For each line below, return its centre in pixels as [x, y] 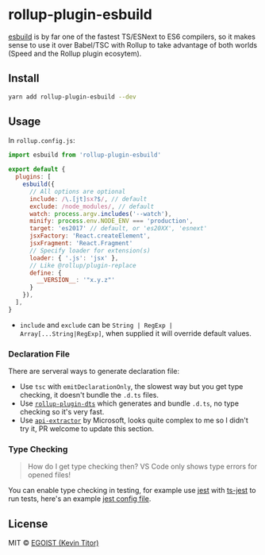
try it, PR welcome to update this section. [87, 429]
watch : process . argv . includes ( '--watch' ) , [100, 214]
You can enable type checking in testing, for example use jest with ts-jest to [132, 491]
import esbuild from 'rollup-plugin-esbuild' [84, 155]
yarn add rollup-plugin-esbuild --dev [72, 97]
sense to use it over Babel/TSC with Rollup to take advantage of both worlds [133, 44]
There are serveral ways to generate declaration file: [94, 372]
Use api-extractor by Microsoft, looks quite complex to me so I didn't [134, 420]
